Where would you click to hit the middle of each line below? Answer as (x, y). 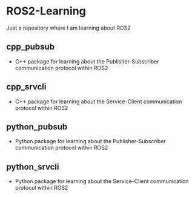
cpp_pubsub (31, 47)
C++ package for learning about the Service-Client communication (98, 102)
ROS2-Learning (46, 11)
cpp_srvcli (26, 87)
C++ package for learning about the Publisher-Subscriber (87, 61)
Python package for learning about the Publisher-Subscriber (91, 141)
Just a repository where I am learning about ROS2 (69, 28)
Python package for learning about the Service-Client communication (102, 181)
